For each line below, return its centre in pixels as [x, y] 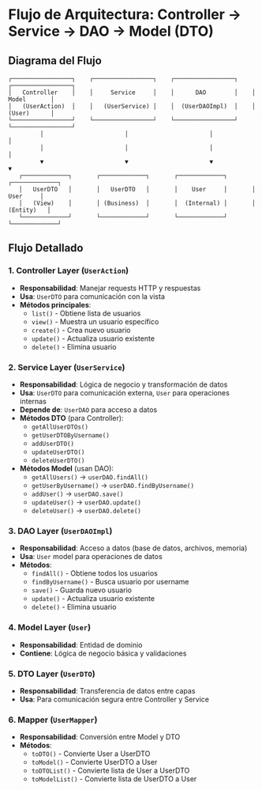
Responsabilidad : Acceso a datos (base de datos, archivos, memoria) [133, 548]
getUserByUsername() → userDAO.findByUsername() [113, 485]
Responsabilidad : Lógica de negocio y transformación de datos [124, 384]
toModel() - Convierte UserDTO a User [94, 762]
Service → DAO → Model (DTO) [111, 31]
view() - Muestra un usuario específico [95, 321]
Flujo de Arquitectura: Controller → [125, 15]
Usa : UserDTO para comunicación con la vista [92, 296]
